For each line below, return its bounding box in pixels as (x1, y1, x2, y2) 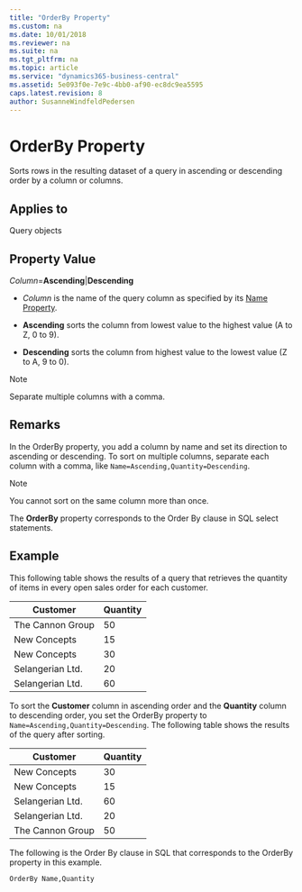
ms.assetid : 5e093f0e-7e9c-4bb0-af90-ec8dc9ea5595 (9, 80, 204, 89)
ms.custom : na (9, 22, 63, 31)
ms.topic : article (9, 64, 78, 73)
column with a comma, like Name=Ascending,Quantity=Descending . (9, 460, 251, 471)
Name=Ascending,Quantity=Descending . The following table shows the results (9, 719, 290, 730)
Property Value (9, 251, 96, 267)
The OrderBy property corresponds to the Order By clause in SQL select (9, 513, 279, 523)
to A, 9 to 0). (22, 356, 69, 367)
